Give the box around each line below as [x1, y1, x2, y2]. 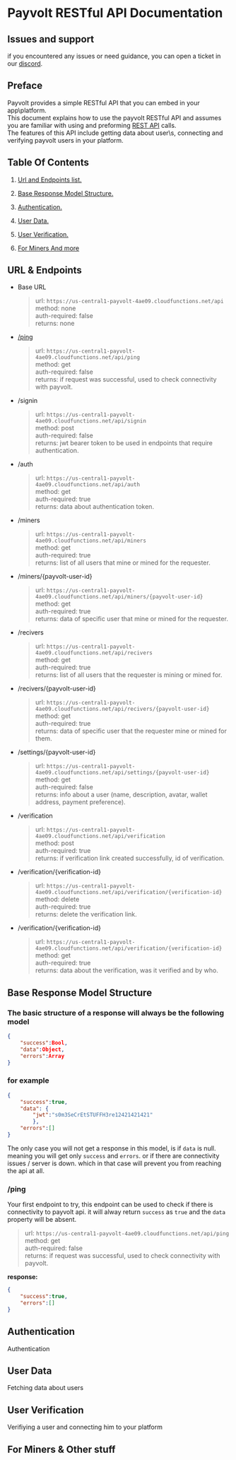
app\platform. [7, 106, 47, 114]
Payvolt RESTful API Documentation [7, 5, 223, 21]
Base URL [17, 283, 47, 291]
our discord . [7, 59, 43, 68]
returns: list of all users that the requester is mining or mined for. [35, 671, 223, 679]
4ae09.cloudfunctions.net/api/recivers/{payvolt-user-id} [35, 705, 210, 713]
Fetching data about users [7, 1384, 83, 1392]
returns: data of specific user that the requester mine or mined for [35, 726, 228, 736]
